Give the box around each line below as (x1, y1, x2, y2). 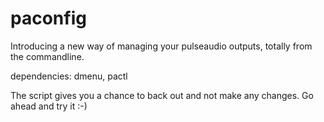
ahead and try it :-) (10, 100, 88, 112)
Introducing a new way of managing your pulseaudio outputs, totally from (10, 40, 313, 52)
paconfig (10, 7, 87, 30)
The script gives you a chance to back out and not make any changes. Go (10, 89, 314, 101)
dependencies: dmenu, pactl (10, 70, 128, 82)
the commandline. (10, 50, 85, 62)
